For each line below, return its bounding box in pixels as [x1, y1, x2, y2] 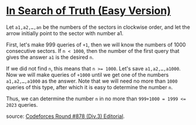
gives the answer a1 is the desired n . [6, 53, 94, 60]
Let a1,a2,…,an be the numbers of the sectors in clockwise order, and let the [6, 23, 191, 31]
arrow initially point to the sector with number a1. [6, 29, 124, 36]
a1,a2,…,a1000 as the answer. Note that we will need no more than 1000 [6, 77, 178, 85]
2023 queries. [6, 101, 38, 108]
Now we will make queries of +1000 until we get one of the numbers [6, 71, 169, 78]
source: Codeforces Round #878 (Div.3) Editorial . [6, 113, 125, 120]
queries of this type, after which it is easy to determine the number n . [6, 83, 173, 90]
